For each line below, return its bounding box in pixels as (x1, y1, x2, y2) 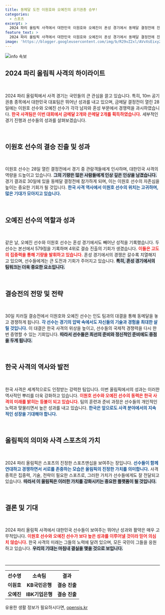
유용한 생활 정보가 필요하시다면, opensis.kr (5, 605, 88, 611)
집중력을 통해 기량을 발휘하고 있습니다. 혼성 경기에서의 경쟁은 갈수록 (10, 252, 139, 258)
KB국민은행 (27, 582, 52, 588)
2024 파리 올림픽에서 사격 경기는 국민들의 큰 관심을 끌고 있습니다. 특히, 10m (5, 92, 151, 98)
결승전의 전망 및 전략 (5, 289, 63, 298)
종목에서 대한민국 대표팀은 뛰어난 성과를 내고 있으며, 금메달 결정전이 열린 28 (14, 99, 160, 105)
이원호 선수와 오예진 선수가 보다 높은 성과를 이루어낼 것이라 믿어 (27, 533, 147, 539)
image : (5, 39, 19, 44)
